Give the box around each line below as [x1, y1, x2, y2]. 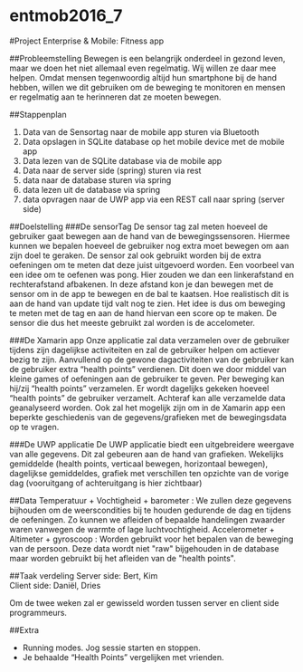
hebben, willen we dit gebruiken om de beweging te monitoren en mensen [9, 82, 286, 92]
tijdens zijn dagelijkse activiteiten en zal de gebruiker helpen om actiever [9, 344, 280, 355]
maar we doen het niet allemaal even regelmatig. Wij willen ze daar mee [9, 62, 277, 73]
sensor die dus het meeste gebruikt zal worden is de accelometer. [9, 317, 256, 328]
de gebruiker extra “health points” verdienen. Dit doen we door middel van [9, 363, 287, 374]
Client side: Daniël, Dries [9, 580, 101, 590]
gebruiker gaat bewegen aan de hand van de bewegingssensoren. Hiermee [9, 230, 290, 241]
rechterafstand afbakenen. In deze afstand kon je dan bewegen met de [9, 278, 274, 290]
